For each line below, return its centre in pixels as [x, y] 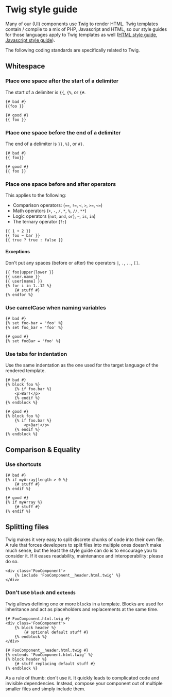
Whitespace [25, 66]
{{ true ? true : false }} [34, 240]
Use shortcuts [23, 464]
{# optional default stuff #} [56, 632]
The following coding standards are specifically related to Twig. [73, 50]
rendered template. [26, 371]
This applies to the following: [36, 195]
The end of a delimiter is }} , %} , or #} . [45, 144]
